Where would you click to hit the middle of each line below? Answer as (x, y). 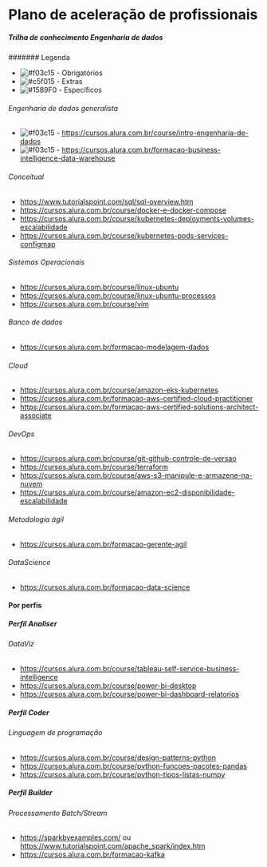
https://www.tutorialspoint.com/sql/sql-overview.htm (106, 201)
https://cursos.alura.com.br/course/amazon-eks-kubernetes (119, 390)
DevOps (22, 434)
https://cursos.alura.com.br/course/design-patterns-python (118, 758)
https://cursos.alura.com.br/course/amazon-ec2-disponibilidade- (127, 492)
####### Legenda (39, 58)
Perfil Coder (29, 712)
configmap (37, 244)
